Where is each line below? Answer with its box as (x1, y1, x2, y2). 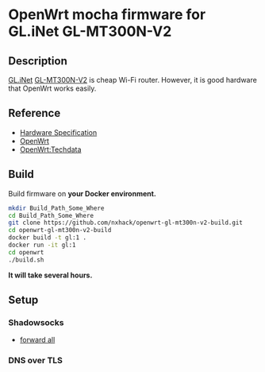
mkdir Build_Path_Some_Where (8, 204, 105, 212)
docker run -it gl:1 (8, 241, 77, 249)
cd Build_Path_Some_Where (8, 211, 94, 219)
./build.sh (8, 256, 44, 264)
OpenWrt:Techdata (19, 145, 82, 154)
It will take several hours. (8, 270, 93, 280)
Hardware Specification (19, 127, 98, 137)
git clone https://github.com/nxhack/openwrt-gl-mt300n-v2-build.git (8, 219, 244, 227)
